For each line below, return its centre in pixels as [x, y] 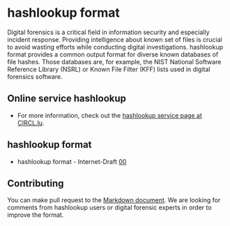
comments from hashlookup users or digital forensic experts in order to [109, 208]
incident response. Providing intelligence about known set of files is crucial [115, 39]
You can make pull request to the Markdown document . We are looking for [114, 200]
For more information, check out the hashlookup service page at [109, 115]
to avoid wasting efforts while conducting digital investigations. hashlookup [115, 47]
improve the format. [36, 215]
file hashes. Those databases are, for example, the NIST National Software [114, 61]
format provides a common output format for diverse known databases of [113, 54]
